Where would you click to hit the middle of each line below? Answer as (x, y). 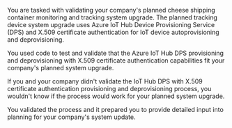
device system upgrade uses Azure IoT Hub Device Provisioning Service (111, 25)
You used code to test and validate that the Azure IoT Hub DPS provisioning (116, 53)
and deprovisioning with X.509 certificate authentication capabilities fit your (116, 61)
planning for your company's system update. (71, 117)
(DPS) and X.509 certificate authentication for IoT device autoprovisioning (113, 32)
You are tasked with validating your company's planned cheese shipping (111, 10)
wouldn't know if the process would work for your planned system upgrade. (116, 96)
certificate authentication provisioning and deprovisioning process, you (109, 89)
